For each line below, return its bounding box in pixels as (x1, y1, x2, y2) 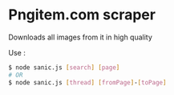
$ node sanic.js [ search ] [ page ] (8, 63, 120, 72)
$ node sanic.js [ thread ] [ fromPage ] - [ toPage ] (8, 78, 167, 86)
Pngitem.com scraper (8, 6, 156, 24)
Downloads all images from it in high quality (8, 32, 152, 42)
